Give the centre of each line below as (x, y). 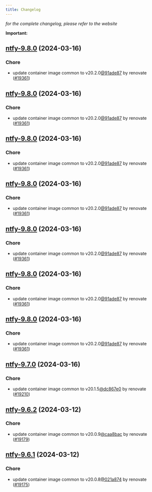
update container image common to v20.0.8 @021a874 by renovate (79, 479)
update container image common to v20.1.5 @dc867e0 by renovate (79, 389)
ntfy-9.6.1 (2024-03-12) (42, 455)
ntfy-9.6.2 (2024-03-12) (43, 410)
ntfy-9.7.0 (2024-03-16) (43, 364)
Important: (17, 33)
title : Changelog (23, 10)
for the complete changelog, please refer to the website (61, 23)
